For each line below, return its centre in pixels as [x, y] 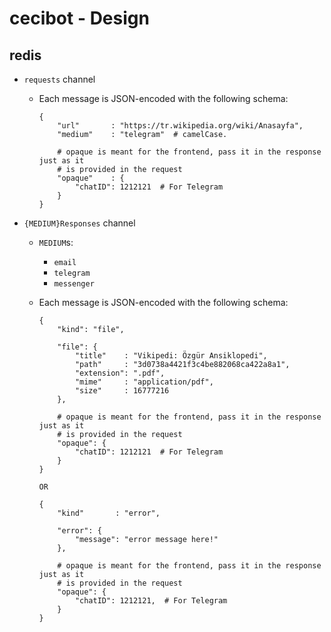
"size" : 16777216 [122, 391]
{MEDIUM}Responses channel [79, 223]
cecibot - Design [79, 18]
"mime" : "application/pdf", [144, 382]
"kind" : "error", [109, 513]
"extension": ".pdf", [120, 373]
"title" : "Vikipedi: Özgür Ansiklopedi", [171, 356]
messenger [74, 284]
